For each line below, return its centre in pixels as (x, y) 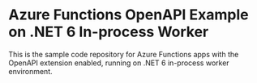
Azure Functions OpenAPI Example (128, 15)
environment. (30, 71)
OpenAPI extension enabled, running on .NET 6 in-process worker (119, 63)
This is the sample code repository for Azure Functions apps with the (124, 54)
